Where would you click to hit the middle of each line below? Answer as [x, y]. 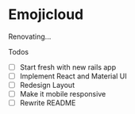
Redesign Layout [47, 85]
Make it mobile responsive [63, 94]
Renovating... [30, 36]
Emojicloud [46, 15]
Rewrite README [48, 103]
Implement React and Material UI [73, 76]
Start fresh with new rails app [68, 67]
